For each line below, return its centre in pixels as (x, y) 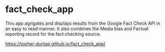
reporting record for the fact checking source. (53, 34)
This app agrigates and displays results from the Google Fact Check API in (83, 23)
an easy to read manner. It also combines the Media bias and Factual (77, 28)
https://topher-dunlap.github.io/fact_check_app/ (55, 43)
